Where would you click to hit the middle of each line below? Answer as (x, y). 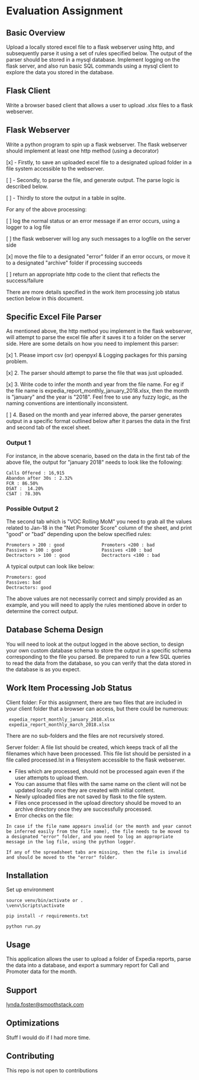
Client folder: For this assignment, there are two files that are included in (94, 702)
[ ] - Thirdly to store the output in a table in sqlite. (66, 197)
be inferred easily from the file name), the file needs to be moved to (98, 831)
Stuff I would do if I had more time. (48, 1037)
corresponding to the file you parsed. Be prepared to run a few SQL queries (98, 657)
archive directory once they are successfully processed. (84, 809)
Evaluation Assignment (65, 11)
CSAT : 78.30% (24, 493)
